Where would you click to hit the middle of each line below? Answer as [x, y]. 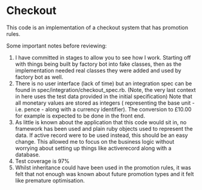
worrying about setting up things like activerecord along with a [93, 148]
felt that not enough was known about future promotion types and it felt [104, 174]
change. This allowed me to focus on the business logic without [95, 141]
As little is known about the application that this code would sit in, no [101, 122]
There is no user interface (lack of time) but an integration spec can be [103, 83]
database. [28, 154]
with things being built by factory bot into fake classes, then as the [98, 64]
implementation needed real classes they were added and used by [98, 70]
